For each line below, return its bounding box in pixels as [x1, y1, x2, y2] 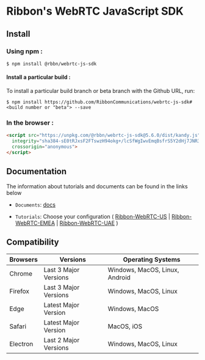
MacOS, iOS [107, 322, 143, 331]
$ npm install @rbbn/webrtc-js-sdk [6, 61, 97, 67]
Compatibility [6, 237, 59, 248]
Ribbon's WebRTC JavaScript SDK [6, 4, 184, 18]
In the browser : [6, 119, 54, 127]
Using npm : [6, 47, 43, 56]
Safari [9, 322, 26, 331]
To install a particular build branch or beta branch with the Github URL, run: [6, 87, 195, 95]
